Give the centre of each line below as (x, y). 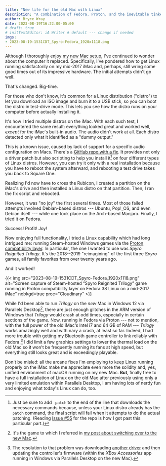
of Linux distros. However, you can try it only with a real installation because (83, 163)
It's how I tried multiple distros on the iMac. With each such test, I (72, 121)
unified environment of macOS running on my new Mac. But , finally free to (81, 372)
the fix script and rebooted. (33, 194)
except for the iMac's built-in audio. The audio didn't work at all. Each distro (82, 132)
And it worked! (20, 269)
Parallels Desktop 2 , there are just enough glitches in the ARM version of (78, 309)
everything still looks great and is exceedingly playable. (62, 352)
